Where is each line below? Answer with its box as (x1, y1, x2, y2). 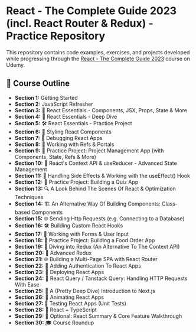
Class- (161, 200, 178, 207)
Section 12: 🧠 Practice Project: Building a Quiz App (14, 178, 139, 185)
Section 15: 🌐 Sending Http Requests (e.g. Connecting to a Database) (14, 214, 185, 222)
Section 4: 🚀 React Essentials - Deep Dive (14, 113, 117, 120)
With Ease (14, 281, 40, 288)
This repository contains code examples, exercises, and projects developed (6, 48, 190, 56)
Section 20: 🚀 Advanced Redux (14, 249, 92, 256)
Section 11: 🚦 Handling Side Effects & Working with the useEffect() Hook (14, 172, 191, 179)
